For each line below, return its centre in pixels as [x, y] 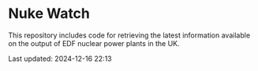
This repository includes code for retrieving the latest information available [129, 35]
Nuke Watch [49, 14]
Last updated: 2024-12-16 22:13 [60, 59]
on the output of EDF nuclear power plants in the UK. [94, 43]
